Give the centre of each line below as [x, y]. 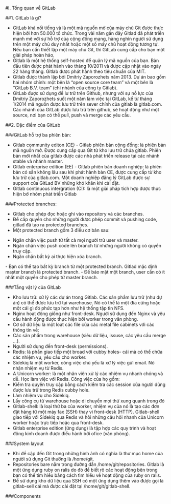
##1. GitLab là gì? [23, 18]
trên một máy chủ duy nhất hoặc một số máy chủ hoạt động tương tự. [86, 44]
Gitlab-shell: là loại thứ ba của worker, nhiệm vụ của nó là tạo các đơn [86, 406]
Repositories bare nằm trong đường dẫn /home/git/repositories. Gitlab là [88, 464]
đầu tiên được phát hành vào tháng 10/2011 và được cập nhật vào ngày [87, 66]
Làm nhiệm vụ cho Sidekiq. [41, 395]
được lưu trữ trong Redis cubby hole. [51, 390]
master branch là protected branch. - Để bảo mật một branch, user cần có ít [85, 272]
